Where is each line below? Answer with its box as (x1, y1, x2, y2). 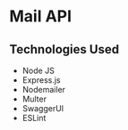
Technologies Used (9, 42, 119, 57)
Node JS (21, 65, 55, 76)
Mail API (9, 6, 73, 27)
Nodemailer (21, 85, 65, 94)
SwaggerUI (21, 103, 64, 113)
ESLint (21, 113, 47, 123)
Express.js (21, 75, 61, 85)
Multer (21, 93, 47, 104)
